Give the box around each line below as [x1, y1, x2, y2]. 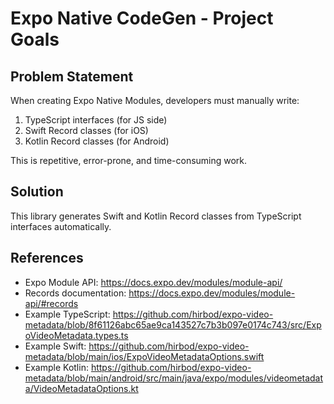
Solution [10, 183, 64, 201]
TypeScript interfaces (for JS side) [24, 114, 168, 126]
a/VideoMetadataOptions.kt [24, 382, 139, 394]
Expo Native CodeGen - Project [10, 7, 274, 30]
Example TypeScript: [24, 308, 111, 320]
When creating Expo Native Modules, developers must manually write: [10, 95, 300, 106]
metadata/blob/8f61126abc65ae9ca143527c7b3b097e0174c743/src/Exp [24, 318, 322, 331]
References [10, 250, 84, 267]
